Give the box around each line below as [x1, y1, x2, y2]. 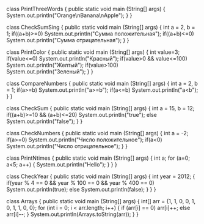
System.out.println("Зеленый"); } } [6, 68, 93, 75]
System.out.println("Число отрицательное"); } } [6, 143, 128, 149]
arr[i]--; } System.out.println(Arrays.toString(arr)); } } [6, 211, 139, 218]
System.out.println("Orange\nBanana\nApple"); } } [6, 12, 133, 19]
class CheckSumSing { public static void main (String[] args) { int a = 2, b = [6, 24, 195, 31]
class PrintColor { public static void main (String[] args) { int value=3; [6, 48, 180, 56]
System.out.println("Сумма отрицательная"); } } [6, 37, 129, 43]
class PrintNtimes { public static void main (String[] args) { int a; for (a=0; [6, 154, 191, 162]
